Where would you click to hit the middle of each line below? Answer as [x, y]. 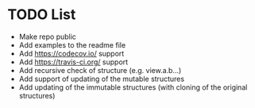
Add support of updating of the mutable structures [101, 79]
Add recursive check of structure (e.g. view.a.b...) [100, 70]
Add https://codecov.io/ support [71, 53]
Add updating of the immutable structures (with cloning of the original [133, 87]
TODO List [42, 15]
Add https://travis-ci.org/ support [73, 62]
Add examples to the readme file [72, 44]
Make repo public [48, 37]
